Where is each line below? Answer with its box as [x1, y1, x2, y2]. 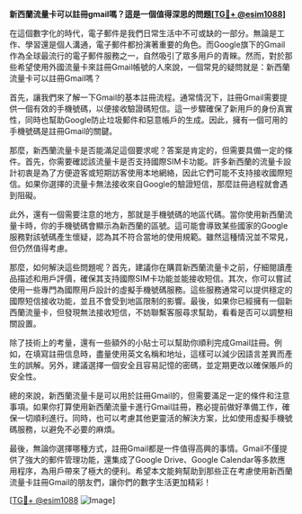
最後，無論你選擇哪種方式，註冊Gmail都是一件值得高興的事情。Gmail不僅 [9, 443, 280, 454]
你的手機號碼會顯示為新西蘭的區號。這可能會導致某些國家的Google [40, 221, 289, 230]
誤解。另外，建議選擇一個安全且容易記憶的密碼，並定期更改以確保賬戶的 [24, 360, 293, 370]
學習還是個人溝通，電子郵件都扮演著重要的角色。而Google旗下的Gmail [24, 40, 286, 50]
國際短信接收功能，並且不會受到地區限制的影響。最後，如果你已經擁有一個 [9, 296, 285, 306]
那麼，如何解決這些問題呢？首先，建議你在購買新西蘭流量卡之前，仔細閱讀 [9, 262, 285, 273]
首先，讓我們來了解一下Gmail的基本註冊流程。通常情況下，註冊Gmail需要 [9, 92, 280, 103]
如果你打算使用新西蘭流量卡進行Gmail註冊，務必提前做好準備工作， [32, 401, 283, 412]
